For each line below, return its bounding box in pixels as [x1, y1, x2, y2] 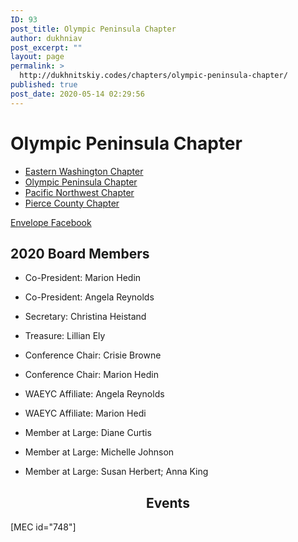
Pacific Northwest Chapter [24, 186, 135, 198]
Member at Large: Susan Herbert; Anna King [24, 466, 209, 478]
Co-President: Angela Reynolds [24, 291, 155, 303]
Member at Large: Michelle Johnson [24, 446, 175, 458]
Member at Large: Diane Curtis [24, 427, 152, 439]
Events [146, 494, 190, 511]
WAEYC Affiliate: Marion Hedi [24, 407, 147, 420]
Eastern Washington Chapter [24, 165, 144, 177]
